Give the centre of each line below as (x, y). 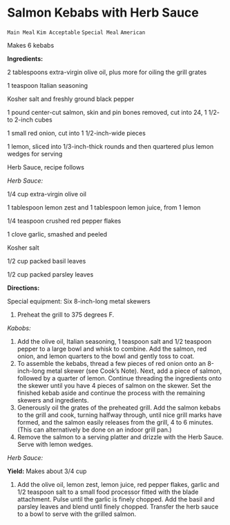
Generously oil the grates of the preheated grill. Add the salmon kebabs (119, 407)
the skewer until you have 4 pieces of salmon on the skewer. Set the (114, 385)
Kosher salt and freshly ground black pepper (71, 99)
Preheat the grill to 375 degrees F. (66, 314)
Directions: (23, 288)
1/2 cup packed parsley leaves (50, 274)
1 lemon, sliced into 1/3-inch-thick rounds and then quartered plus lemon (111, 146)
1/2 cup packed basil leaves (47, 261)
